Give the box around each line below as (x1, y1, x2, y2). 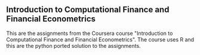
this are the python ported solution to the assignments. (6, 42, 141, 49)
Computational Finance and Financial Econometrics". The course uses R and (6, 35, 195, 43)
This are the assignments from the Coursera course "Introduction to (6, 30, 173, 37)
